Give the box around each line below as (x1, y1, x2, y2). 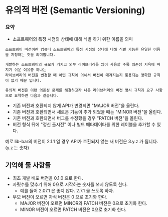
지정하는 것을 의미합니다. (11, 52, 56, 58)
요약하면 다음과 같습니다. (14, 93, 59, 98)
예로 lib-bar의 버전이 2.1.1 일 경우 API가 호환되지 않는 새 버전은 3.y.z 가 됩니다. (5, 139, 158, 145)
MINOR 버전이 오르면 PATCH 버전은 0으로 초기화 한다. (20, 206, 127, 212)
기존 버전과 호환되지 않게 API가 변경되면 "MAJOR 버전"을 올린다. (12, 102, 140, 108)
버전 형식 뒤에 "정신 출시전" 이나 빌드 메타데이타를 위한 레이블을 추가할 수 (12, 122, 156, 128)
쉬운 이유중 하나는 (14, 67, 47, 73)
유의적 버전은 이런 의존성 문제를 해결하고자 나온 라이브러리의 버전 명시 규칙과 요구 (5, 88, 154, 93)
